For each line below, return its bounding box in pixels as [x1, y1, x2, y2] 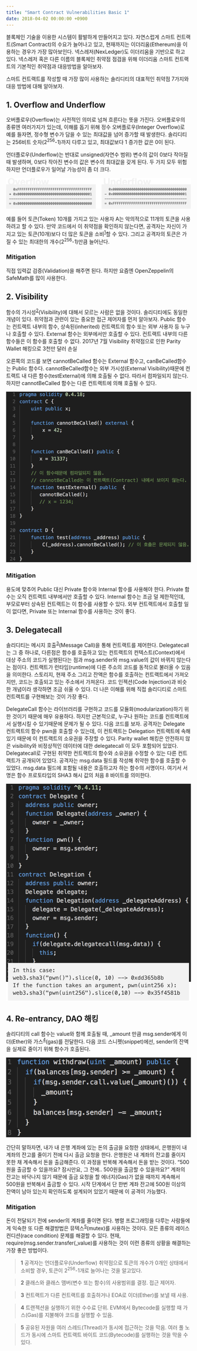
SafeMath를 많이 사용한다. [6, 274, 67, 282]
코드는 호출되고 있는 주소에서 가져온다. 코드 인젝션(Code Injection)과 [18, 678, 176, 685]
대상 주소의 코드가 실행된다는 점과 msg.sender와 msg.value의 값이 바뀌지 [6, 656, 175, 664]
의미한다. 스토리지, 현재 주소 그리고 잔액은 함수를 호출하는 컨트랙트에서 [12, 671, 174, 678]
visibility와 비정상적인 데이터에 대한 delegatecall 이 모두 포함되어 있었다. [12, 743, 179, 750]
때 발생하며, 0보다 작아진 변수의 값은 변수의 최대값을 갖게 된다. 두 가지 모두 [6, 158, 176, 165]
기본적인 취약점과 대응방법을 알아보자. [16, 62, 104, 70]
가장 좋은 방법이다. [6, 1246, 49, 1253]
